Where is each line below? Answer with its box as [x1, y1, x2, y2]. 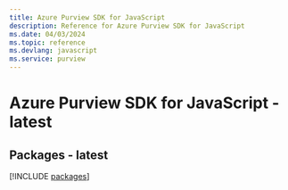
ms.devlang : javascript [9, 46, 98, 55]
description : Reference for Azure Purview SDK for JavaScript [9, 21, 245, 30]
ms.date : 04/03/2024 [9, 29, 86, 38]
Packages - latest [9, 147, 109, 162]
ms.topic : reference [9, 37, 86, 47]
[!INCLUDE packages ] [9, 171, 90, 181]
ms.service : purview [9, 54, 86, 63]
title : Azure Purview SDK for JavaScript [9, 12, 166, 22]
